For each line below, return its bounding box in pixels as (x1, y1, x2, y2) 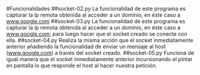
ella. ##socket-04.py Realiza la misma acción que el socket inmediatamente (6, 37, 193, 43)
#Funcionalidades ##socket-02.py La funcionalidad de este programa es (6, 5, 186, 12)
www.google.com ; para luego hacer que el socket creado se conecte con (6, 30, 187, 37)
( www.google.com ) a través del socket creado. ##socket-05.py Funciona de (6, 49, 195, 56)
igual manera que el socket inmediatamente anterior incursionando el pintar (6, 56, 193, 62)
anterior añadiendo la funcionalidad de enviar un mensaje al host (6, 43, 166, 50)
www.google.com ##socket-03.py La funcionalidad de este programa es (6, 18, 186, 24)
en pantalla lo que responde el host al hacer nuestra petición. (6, 62, 157, 69)
